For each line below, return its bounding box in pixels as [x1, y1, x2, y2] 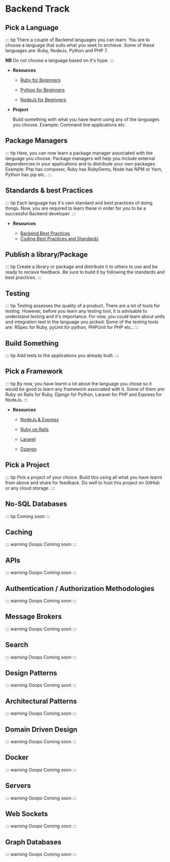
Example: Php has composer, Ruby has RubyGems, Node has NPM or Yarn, [5, 166, 162, 172]
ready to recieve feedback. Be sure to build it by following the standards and [5, 269, 165, 275]
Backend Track [5, 3, 70, 15]
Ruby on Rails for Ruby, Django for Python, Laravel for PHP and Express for [5, 391, 162, 397]
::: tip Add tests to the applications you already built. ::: [5, 352, 119, 358]
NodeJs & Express [20, 416, 59, 422]
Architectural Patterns [5, 697, 77, 706]
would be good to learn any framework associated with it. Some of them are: [5, 386, 165, 392]
